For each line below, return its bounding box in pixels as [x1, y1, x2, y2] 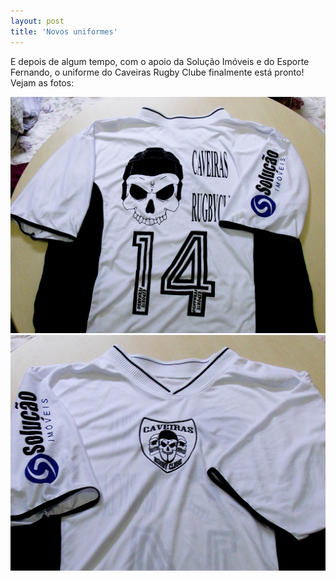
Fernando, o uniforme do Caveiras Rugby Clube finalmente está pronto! [10, 66, 305, 78]
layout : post [10, 16, 65, 26]
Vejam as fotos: [10, 76, 75, 89]
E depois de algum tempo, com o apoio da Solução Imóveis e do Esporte [10, 55, 310, 67]
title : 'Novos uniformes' [10, 26, 118, 37]
